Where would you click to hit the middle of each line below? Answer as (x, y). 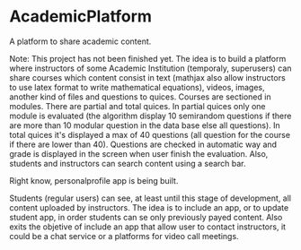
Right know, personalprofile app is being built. (94, 180)
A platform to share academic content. (80, 41)
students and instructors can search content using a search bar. (128, 163)
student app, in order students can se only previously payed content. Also (146, 217)
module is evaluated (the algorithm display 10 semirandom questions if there (150, 116)
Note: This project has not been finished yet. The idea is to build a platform (148, 58)
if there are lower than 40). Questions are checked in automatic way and (143, 144)
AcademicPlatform (81, 17)
